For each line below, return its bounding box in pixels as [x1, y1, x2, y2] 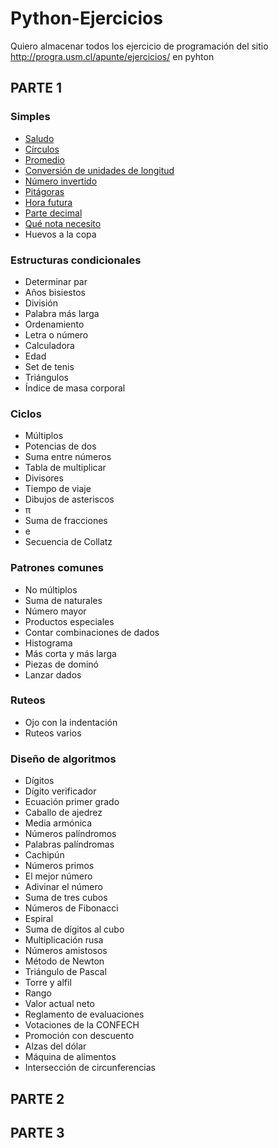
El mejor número [24, 870, 93, 882]
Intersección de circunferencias [24, 1062, 156, 1074]
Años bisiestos [24, 286, 86, 298]
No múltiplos [24, 583, 78, 596]
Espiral [24, 913, 54, 925]
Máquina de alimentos [24, 1051, 117, 1063]
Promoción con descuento [24, 1030, 135, 1042]
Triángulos [24, 371, 70, 383]
